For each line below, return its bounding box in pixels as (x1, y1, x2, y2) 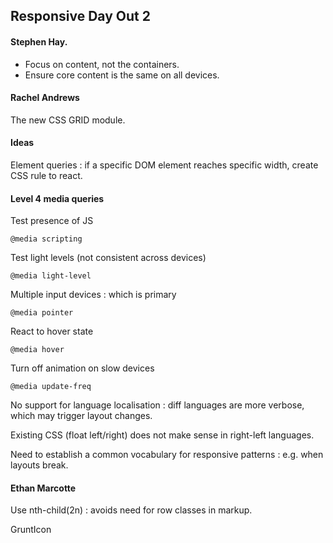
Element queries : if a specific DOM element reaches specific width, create (10, 159, 319, 171)
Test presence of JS (10, 215, 94, 227)
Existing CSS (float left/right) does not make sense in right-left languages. (10, 429, 315, 441)
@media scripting (10, 234, 83, 244)
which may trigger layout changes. (10, 410, 153, 422)
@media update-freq (10, 382, 92, 392)
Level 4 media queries (10, 192, 105, 204)
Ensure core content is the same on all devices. (24, 69, 220, 81)
